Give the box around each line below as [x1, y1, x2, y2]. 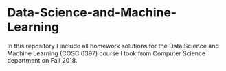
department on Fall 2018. [7, 56, 78, 64]
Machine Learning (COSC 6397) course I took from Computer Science [7, 49, 206, 57]
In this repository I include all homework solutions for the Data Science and [7, 42, 220, 50]
